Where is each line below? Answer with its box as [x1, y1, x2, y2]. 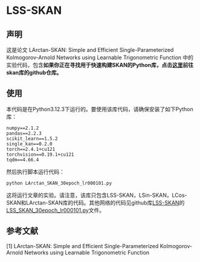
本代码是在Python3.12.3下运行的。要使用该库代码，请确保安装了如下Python [6, 105, 193, 112]
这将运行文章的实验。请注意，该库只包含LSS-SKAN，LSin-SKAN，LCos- [6, 191, 187, 199]
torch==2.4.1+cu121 [6, 146, 56, 152]
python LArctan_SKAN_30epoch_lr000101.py [6, 180, 112, 186]
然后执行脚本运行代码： [6, 168, 65, 175]
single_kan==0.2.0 [6, 141, 53, 147]
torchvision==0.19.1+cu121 [6, 152, 74, 158]
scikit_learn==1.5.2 [6, 135, 59, 142]
